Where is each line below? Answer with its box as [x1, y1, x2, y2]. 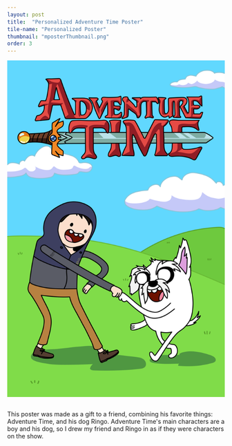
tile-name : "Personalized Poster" [7, 26, 107, 32]
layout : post [7, 11, 45, 18]
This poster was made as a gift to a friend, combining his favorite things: [7, 409, 213, 418]
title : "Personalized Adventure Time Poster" [7, 18, 144, 26]
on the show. [7, 432, 43, 440]
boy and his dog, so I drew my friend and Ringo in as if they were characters [7, 425, 224, 433]
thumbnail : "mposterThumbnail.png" [7, 33, 110, 40]
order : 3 [7, 40, 32, 48]
